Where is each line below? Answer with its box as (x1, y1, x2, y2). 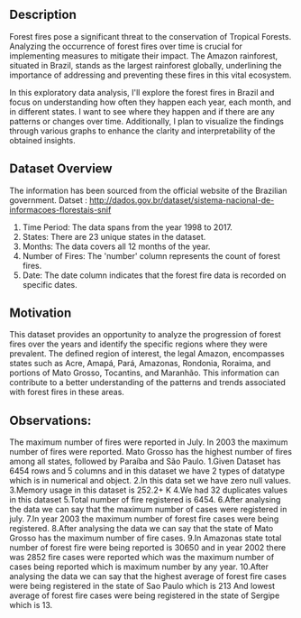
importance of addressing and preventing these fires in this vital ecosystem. (9, 69, 292, 80)
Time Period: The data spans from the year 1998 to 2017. (22, 221, 233, 233)
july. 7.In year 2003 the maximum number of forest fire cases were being (9, 513, 279, 524)
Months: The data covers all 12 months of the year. (22, 241, 211, 252)
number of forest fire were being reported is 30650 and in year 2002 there (9, 542, 287, 553)
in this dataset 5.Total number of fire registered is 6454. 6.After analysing (9, 494, 281, 505)
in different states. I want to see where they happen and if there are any (9, 106, 275, 116)
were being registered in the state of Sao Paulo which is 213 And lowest (9, 581, 275, 592)
